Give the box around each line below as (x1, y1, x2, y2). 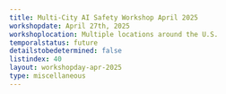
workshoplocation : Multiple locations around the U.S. (9, 30, 219, 38)
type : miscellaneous (9, 72, 87, 81)
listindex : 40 (9, 55, 63, 64)
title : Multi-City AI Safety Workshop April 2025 (9, 13, 199, 22)
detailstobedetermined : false (9, 47, 123, 56)
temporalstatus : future (9, 38, 99, 47)
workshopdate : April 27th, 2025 (9, 21, 130, 30)
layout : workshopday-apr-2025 (9, 64, 123, 73)
